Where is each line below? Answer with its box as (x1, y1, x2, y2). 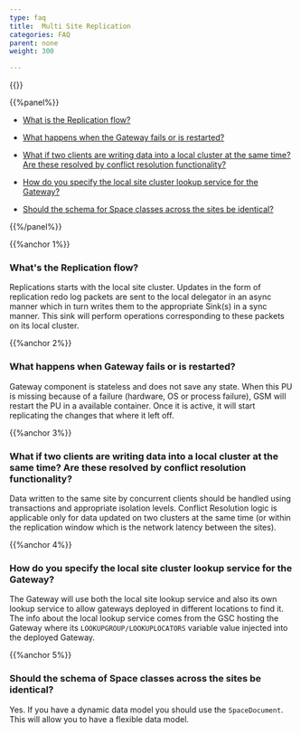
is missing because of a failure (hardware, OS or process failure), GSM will (9, 391, 287, 401)
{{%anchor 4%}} (9, 540, 72, 550)
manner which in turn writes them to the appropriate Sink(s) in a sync (9, 301, 268, 312)
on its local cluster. (9, 320, 80, 331)
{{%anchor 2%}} (9, 338, 72, 349)
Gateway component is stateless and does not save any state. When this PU (9, 381, 293, 391)
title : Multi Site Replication (9, 22, 131, 31)
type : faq (9, 13, 47, 23)
